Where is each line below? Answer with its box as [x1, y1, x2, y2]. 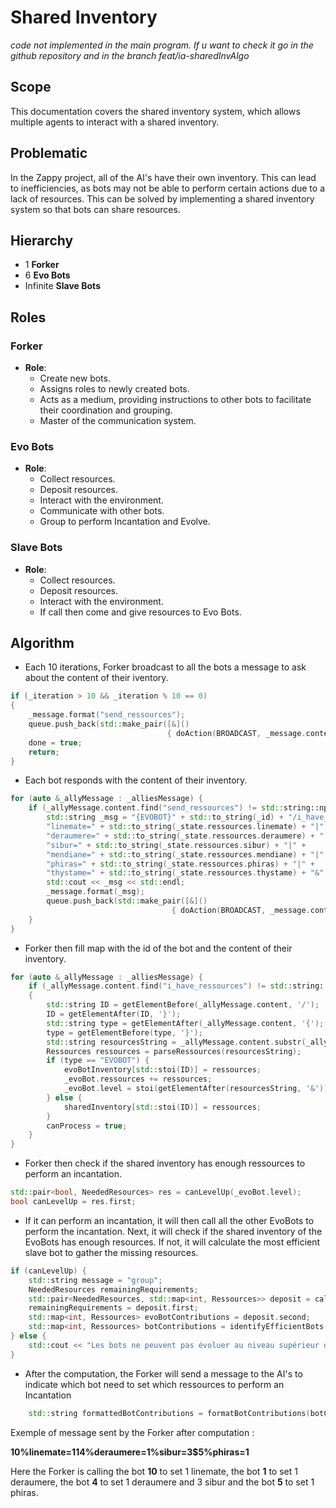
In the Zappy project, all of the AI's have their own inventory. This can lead [10, 171, 317, 183]
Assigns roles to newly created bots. [39, 383, 190, 395]
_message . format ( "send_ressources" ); [28, 710, 186, 720]
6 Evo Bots [24, 269, 71, 281]
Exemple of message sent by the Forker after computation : [10, 1426, 255, 1438]
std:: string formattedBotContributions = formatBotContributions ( [28, 1408, 311, 1418]
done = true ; [28, 737, 83, 748]
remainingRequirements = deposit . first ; [28, 1303, 199, 1313]
